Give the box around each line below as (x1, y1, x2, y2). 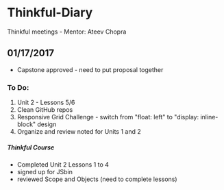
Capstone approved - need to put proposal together (16, 65, 164, 73)
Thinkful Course (7, 143, 55, 152)
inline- (200, 113, 219, 121)
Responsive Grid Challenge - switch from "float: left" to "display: (16, 113, 199, 121)
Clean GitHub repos (16, 106, 73, 114)
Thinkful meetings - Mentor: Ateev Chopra (7, 27, 127, 36)
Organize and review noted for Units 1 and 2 (16, 128, 142, 136)
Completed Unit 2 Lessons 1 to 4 (16, 161, 110, 169)
